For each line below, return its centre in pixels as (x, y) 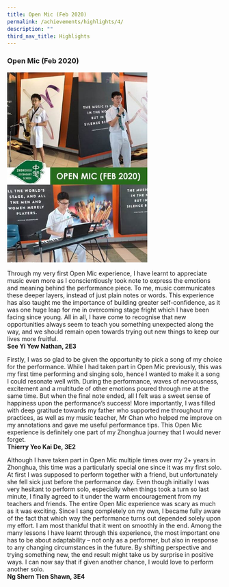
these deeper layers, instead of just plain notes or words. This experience (110, 295)
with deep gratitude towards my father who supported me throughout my (110, 410)
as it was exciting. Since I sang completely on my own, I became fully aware (114, 511)
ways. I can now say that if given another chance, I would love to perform (110, 562)
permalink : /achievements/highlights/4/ (66, 22)
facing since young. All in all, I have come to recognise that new (97, 317)
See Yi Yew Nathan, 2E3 (42, 346)
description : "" (30, 29)
